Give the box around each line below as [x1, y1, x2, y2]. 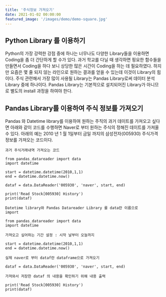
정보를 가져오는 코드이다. [5, 137, 53, 143]
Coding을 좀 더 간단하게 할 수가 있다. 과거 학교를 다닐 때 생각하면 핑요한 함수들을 [5, 57, 162, 63]
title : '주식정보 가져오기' [5, 7, 55, 12]
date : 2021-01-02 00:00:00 [5, 12, 61, 17]
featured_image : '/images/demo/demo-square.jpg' [5, 16, 108, 21]
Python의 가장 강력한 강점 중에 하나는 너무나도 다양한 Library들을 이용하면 [5, 50, 150, 56]
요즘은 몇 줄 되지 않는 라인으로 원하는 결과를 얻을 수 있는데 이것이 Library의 [10, 69, 156, 75]
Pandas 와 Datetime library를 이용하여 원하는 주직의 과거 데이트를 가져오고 [5, 118, 151, 124]
